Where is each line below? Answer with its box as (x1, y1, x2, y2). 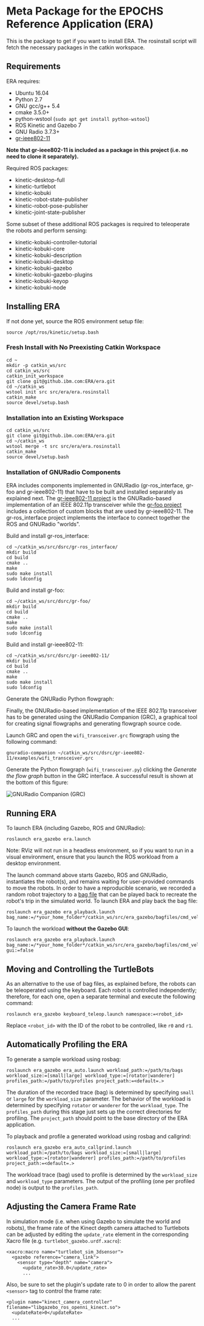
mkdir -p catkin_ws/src (6, 362, 67, 368)
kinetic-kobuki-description (15, 251, 82, 259)
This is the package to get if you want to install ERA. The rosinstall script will (6, 37, 197, 44)
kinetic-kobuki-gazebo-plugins (15, 270, 93, 278)
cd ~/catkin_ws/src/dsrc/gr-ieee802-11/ (6, 653, 110, 659)
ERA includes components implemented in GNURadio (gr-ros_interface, (6, 482, 185, 489)
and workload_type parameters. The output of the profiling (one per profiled (6, 1177, 195, 1184)
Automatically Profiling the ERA (6, 1039, 128, 1049)
